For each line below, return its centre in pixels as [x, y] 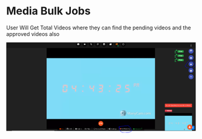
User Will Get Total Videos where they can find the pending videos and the [99, 28]
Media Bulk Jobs [49, 11]
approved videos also [33, 34]
